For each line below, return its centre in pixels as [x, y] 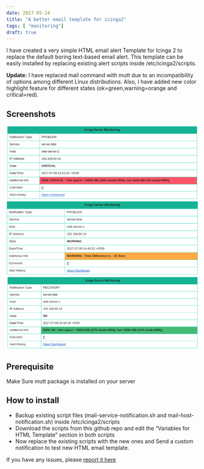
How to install [33, 401]
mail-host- [181, 415]
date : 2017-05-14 [28, 13]
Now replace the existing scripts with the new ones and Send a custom [104, 441]
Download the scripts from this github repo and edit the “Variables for [102, 428]
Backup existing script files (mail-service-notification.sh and [91, 415]
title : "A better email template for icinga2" [66, 19]
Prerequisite [30, 367]
